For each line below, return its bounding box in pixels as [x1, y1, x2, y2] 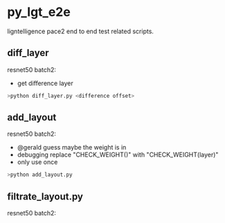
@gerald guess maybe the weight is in [17, 143, 127, 152]
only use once [17, 158, 58, 166]
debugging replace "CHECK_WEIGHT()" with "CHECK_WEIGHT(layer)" [17, 150, 219, 159]
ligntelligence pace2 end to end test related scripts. [7, 27, 154, 35]
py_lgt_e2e [7, 4, 71, 20]
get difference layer [17, 79, 74, 87]
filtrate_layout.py [7, 190, 84, 202]
